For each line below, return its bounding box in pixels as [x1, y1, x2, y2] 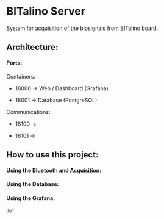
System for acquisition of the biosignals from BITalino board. [6, 24, 159, 32]
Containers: [6, 73, 35, 80]
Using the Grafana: [6, 194, 55, 202]
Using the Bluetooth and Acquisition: [6, 167, 102, 174]
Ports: [6, 59, 23, 66]
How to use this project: [6, 149, 99, 160]
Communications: [6, 108, 51, 115]
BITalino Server [6, 4, 85, 18]
